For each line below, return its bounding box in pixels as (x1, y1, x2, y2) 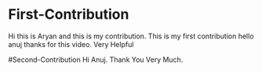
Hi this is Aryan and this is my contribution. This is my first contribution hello (8, 31, 254, 41)
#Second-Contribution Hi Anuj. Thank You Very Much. (8, 55, 184, 64)
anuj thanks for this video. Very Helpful (8, 39, 134, 49)
